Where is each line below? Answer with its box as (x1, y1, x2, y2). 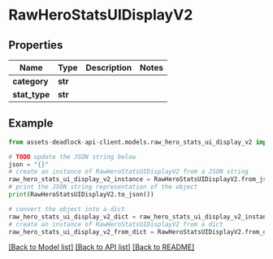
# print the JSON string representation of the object (8, 183, 198, 192)
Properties (8, 38, 63, 52)
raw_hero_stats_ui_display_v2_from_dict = (8, 227, 154, 236)
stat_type (12, 89, 50, 100)
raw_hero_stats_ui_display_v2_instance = (8, 175, 151, 183)
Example (8, 116, 54, 131)
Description (85, 63, 132, 73)
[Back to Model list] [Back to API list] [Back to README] (8, 242, 195, 253)
